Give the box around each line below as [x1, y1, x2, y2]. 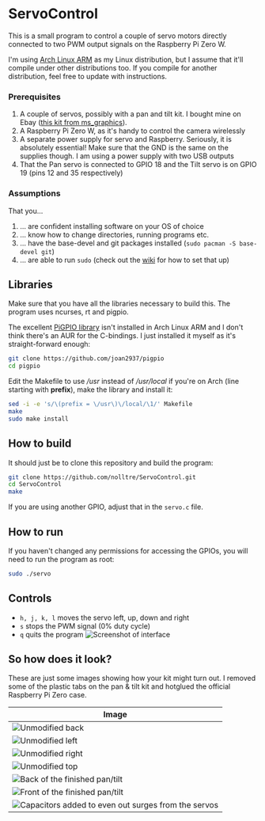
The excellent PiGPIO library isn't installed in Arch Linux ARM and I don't [8, 322, 244, 333]
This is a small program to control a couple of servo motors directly [8, 31, 227, 40]
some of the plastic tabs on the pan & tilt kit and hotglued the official [8, 682, 231, 691]
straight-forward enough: [8, 340, 91, 349]
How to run [8, 525, 64, 538]
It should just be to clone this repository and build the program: [8, 458, 214, 467]
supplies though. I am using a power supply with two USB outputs [19, 151, 235, 161]
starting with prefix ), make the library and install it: [8, 385, 173, 394]
